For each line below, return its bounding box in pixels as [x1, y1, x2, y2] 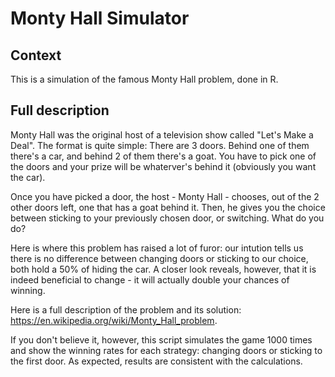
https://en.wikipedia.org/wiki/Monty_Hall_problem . [10, 314, 218, 326]
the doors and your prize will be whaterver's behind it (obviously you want [10, 160, 317, 172]
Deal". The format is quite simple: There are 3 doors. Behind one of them [10, 139, 310, 151]
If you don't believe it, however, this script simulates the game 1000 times [10, 333, 313, 346]
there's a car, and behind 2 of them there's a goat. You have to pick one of [10, 150, 317, 162]
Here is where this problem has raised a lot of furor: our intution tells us [10, 242, 304, 254]
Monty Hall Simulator [10, 7, 190, 30]
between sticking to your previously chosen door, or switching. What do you [10, 212, 325, 224]
